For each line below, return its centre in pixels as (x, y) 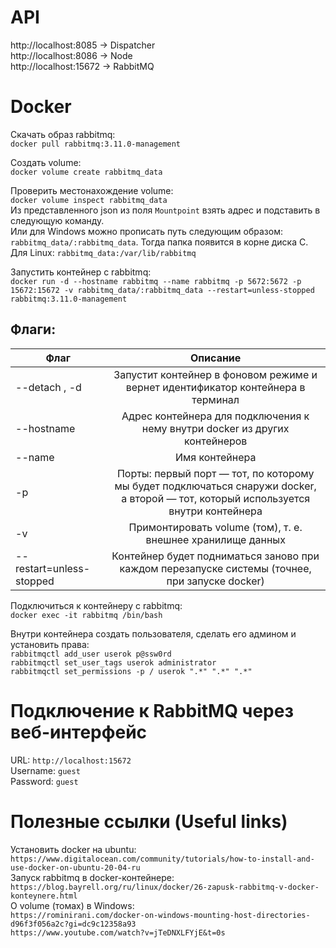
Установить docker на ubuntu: (73, 849)
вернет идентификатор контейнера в (215, 387)
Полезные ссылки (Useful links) (149, 821)
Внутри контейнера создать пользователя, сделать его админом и (153, 633)
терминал (215, 399)
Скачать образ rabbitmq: (63, 134)
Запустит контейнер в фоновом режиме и (215, 374)
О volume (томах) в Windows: (72, 905)
